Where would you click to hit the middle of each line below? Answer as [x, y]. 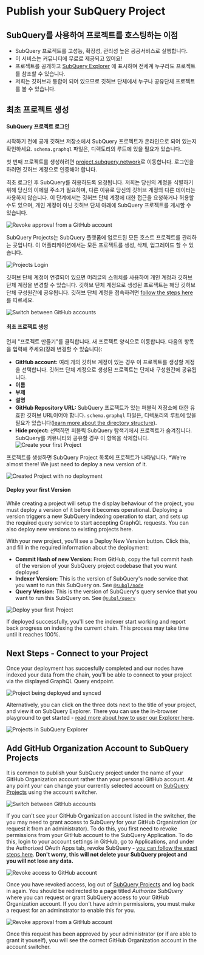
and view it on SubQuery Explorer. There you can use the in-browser [92, 711]
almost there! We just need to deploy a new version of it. [77, 464]
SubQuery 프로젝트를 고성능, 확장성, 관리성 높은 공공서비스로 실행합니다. [101, 51]
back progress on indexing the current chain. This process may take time [98, 628]
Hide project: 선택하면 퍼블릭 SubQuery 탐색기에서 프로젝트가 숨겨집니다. [104, 430]
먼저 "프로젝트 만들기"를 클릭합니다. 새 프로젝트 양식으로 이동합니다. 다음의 [95, 341]
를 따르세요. [20, 300]
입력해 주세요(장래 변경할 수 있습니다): [57, 349]
